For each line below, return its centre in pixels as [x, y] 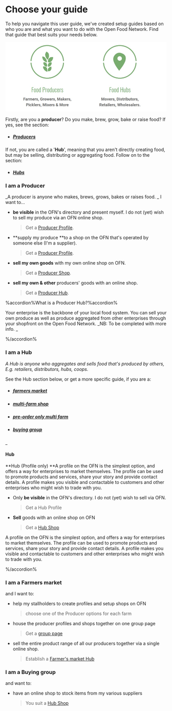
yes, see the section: [27, 125]
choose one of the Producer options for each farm [79, 614]
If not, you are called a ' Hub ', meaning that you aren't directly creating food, [85, 149]
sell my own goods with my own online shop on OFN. [69, 263]
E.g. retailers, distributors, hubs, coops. [47, 369]
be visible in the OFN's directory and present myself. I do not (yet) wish [88, 212]
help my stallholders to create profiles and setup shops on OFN [79, 604]
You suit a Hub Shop [47, 703]
